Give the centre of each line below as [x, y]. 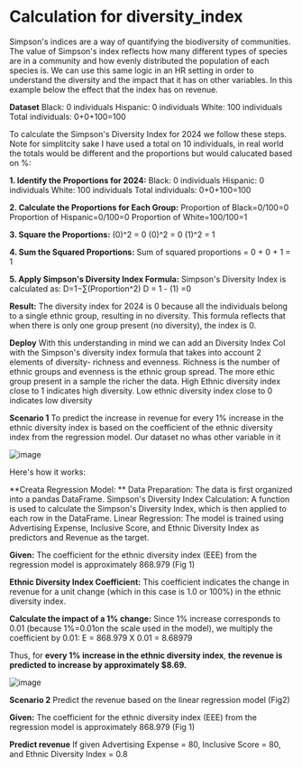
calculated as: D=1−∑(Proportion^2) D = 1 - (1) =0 [101, 288]
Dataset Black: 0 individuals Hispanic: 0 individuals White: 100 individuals [146, 106]
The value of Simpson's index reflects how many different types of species [149, 51]
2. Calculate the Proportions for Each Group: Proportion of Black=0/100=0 [149, 207]
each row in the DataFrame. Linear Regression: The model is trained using [146, 518]
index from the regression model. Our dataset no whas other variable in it [145, 437]
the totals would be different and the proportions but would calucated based [151, 153]
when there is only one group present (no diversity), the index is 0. [133, 325]
